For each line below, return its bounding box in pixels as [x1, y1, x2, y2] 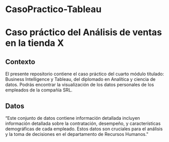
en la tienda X [5, 37, 64, 49]
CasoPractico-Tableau [5, 4, 102, 15]
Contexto [5, 57, 36, 66]
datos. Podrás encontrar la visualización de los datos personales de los [5, 82, 154, 88]
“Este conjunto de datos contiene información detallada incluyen [5, 115, 141, 121]
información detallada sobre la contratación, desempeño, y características [5, 120, 161, 126]
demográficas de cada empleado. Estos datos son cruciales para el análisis [5, 126, 163, 132]
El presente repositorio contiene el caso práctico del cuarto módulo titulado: [5, 71, 164, 77]
